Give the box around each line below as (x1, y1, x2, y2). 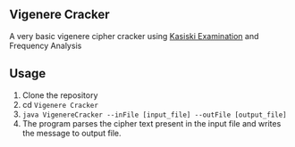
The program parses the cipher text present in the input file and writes (21, 118, 282, 128)
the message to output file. (21, 127, 122, 138)
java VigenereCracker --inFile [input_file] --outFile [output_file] (21, 110, 288, 119)
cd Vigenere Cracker (21, 99, 98, 110)
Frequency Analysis (9, 40, 82, 51)
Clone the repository (21, 89, 98, 101)
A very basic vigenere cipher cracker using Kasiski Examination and (9, 30, 259, 41)
